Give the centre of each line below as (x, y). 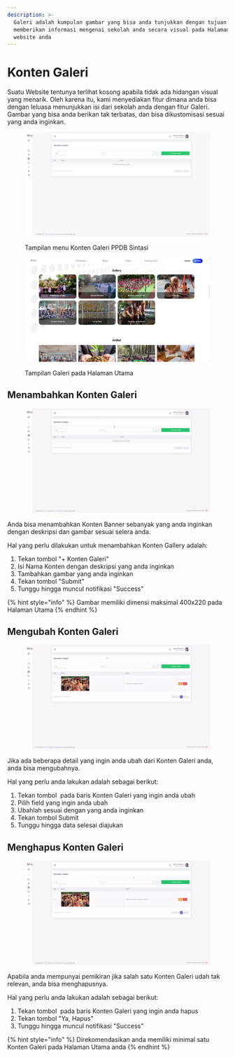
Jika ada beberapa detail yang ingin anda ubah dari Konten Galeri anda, (110, 761)
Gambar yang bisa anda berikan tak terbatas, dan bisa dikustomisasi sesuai (116, 114)
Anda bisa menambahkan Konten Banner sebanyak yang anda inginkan (110, 524)
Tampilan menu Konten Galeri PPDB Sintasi (87, 247)
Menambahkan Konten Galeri (72, 395)
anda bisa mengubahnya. (44, 768)
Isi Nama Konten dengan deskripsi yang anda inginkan (96, 566)
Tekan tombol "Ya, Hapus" (55, 1018)
